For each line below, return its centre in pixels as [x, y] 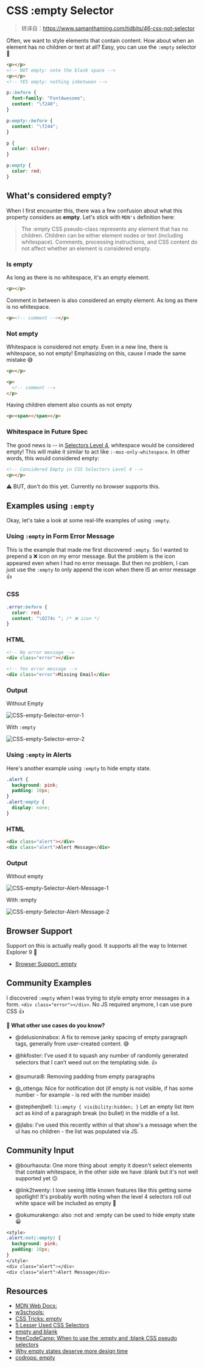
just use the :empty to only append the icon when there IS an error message [101, 569]
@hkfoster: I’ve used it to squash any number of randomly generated [102, 1055]
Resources [27, 1291]
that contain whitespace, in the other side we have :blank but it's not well [107, 1172]
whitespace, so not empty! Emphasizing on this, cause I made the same [96, 353]
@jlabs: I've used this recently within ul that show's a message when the [106, 1125]
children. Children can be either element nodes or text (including [102, 235]
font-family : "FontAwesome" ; [49, 98]
